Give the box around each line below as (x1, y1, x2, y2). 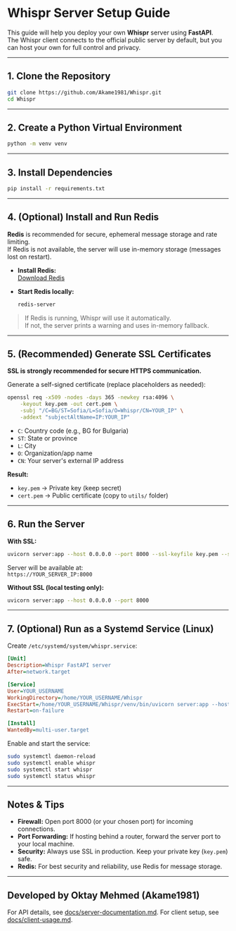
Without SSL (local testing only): (7, 583, 104, 591)
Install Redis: (17, 266, 57, 274)
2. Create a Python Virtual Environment (7, 121, 183, 133)
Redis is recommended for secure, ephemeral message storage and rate (7, 230, 218, 238)
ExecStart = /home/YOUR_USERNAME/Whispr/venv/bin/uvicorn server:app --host (7, 701, 231, 708)
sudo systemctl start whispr (7, 766, 93, 773)
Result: (7, 470, 29, 479)
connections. (17, 825, 55, 833)
